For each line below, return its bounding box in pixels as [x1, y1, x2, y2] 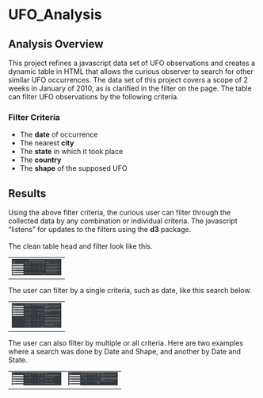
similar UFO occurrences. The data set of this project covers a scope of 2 [8, 75, 248, 84]
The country [19, 155, 62, 164]
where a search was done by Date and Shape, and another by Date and [8, 346, 242, 356]
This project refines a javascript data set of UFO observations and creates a [8, 58, 256, 68]
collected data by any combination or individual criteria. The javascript [8, 216, 238, 226]
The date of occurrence [19, 129, 98, 140]
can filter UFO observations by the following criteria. [8, 92, 180, 101]
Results [8, 187, 47, 200]
